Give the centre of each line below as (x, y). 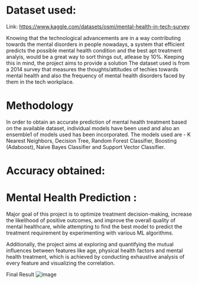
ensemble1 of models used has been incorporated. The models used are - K (98, 134)
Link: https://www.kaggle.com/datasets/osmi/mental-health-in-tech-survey (98, 27)
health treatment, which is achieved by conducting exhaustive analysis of (95, 257)
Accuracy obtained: (56, 171)
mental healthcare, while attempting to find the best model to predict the (94, 227)
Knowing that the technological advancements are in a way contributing (94, 38)
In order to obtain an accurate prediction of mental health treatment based (97, 122)
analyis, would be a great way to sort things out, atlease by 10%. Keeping (95, 57)
